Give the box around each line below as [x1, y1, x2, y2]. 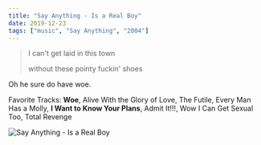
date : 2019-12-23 [8, 19, 67, 27]
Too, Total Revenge [8, 112, 72, 122]
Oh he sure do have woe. [8, 79, 92, 89]
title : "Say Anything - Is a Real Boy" [8, 11, 142, 20]
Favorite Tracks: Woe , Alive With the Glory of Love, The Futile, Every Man [8, 95, 251, 105]
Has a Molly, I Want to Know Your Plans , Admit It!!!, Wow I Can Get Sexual [8, 103, 254, 113]
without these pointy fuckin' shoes [27, 64, 143, 74]
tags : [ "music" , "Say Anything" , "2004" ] [8, 26, 149, 34]
